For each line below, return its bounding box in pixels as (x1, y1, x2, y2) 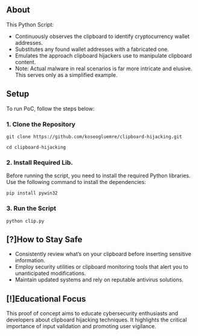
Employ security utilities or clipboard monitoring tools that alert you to (14, 263, 189, 271)
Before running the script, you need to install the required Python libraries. (6, 172, 191, 179)
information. (14, 257, 45, 264)
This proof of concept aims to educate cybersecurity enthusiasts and (6, 310, 179, 317)
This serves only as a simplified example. (14, 71, 118, 78)
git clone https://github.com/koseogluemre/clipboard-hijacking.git (6, 133, 182, 140)
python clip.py (6, 218, 45, 224)
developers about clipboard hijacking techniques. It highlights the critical (6, 316, 187, 323)
